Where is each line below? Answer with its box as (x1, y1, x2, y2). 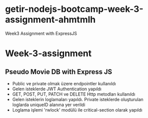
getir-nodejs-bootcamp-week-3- (5, 3, 144, 15)
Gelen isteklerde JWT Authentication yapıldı (12, 86, 102, 92)
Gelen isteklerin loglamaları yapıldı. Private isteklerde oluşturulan (12, 96, 144, 102)
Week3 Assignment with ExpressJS (5, 30, 77, 36)
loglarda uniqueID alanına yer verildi (12, 102, 85, 108)
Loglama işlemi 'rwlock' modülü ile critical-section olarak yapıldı (12, 107, 143, 113)
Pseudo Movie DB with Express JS (5, 67, 112, 76)
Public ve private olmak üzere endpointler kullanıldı (12, 80, 116, 86)
